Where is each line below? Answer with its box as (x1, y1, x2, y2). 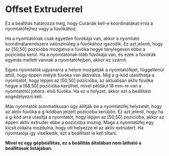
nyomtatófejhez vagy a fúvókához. (5, 25, 77, 31)
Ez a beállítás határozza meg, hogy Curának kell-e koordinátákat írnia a (5, 20, 153, 26)
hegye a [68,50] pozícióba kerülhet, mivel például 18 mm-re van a (5, 82, 142, 89)
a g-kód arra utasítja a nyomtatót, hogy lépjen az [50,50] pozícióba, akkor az (5, 114, 164, 120)
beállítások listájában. (5, 145, 53, 151)
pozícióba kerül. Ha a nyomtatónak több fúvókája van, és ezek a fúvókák (5, 51, 156, 58)
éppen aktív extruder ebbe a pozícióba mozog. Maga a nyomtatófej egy (5, 119, 154, 125)
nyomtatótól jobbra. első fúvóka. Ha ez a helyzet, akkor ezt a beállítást (5, 88, 151, 94)
